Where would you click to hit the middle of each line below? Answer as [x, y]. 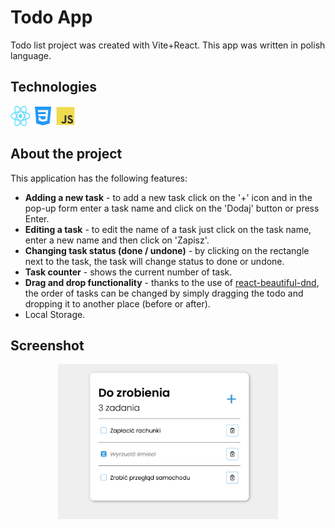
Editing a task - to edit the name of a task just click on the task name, [168, 229]
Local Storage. [55, 314]
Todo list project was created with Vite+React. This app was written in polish [168, 45]
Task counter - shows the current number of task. [128, 272]
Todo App [51, 17]
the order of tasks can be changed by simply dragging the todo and [164, 293]
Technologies [54, 87]
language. [31, 55]
